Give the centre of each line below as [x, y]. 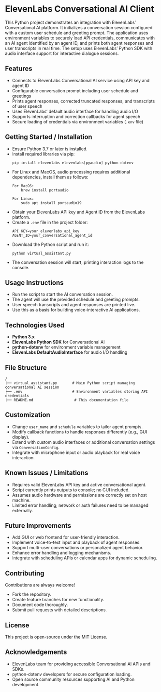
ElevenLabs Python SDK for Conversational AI [58, 342]
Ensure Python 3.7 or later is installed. [50, 149]
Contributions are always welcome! [40, 585]
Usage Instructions [34, 283]
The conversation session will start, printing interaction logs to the [78, 262]
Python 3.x [23, 337]
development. [26, 684]
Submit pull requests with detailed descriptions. [59, 610]
